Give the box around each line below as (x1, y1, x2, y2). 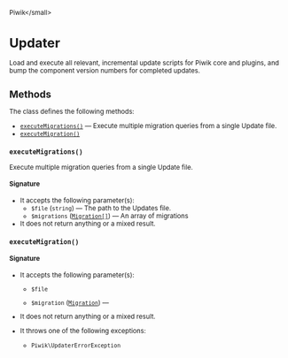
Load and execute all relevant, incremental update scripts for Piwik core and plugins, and (9, 58, 279, 68)
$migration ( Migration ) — (30, 298, 109, 307)
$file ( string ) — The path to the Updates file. (30, 203, 171, 212)
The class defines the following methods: (9, 107, 135, 117)
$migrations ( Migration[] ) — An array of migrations (30, 211, 189, 220)
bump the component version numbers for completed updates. (9, 66, 201, 75)
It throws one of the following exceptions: (19, 327, 146, 336)
